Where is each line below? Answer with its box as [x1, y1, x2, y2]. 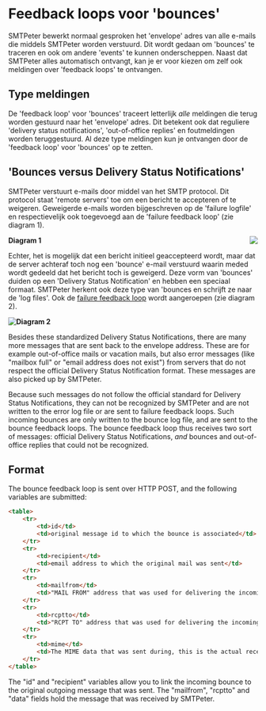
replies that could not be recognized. [28, 440, 149, 449]
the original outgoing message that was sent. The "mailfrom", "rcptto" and [8, 685, 250, 694]
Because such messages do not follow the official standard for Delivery [8, 389, 241, 399]
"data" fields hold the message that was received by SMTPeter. [8, 694, 215, 703]
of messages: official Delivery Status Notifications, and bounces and [8, 431, 232, 441]
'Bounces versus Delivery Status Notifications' [8, 166, 245, 179]
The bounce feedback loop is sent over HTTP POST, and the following [8, 484, 237, 494]
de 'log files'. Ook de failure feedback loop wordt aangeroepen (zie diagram [8, 292, 256, 302]
